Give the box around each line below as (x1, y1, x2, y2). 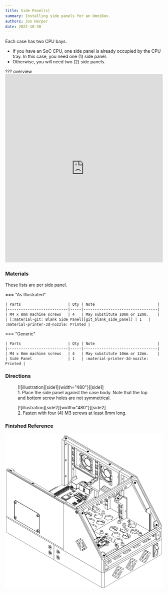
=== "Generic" (5, 330, 36, 336)
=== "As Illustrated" (5, 291, 46, 297)
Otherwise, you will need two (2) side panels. (12, 59, 106, 65)
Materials (5, 270, 29, 277)
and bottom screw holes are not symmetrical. (17, 395, 111, 401)
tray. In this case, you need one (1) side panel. (12, 53, 107, 60)
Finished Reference (5, 422, 53, 429)
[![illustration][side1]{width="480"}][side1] (17, 384, 104, 390)
